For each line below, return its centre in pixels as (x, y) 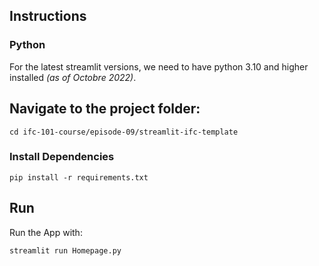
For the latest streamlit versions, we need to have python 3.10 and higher (159, 66)
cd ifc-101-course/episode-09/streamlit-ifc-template (124, 132)
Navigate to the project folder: (105, 109)
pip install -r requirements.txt (79, 177)
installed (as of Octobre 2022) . (73, 77)
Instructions (48, 16)
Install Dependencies (62, 157)
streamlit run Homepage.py (65, 250)
